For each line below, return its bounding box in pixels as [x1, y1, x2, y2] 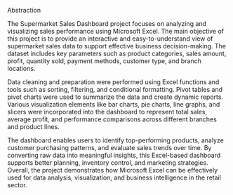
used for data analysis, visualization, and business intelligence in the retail [7, 173, 221, 182]
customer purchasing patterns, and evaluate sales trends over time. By [7, 144, 212, 152]
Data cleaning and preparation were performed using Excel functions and [7, 78, 220, 86]
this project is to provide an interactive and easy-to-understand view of [7, 34, 213, 43]
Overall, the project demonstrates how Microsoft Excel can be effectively [7, 166, 218, 174]
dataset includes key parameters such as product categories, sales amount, [7, 49, 227, 58]
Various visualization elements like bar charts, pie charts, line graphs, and [7, 100, 220, 108]
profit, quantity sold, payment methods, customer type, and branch [7, 57, 201, 65]
